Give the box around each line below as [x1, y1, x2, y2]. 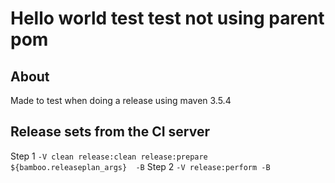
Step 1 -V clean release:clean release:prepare [10, 150, 208, 162]
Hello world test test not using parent [10, 7, 325, 30]
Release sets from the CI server [10, 123, 210, 141]
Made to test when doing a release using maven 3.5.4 [10, 95, 232, 106]
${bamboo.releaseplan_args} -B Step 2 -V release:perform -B [10, 160, 271, 172]
